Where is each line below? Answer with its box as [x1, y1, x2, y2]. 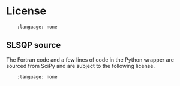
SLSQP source [6, 40, 61, 50]
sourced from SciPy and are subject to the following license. [6, 62, 155, 69]
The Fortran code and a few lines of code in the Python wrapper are [6, 56, 174, 63]
